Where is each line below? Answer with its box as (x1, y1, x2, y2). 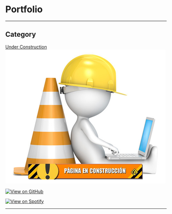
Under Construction (5, 43, 47, 50)
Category (5, 30, 36, 39)
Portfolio (5, 4, 43, 15)
